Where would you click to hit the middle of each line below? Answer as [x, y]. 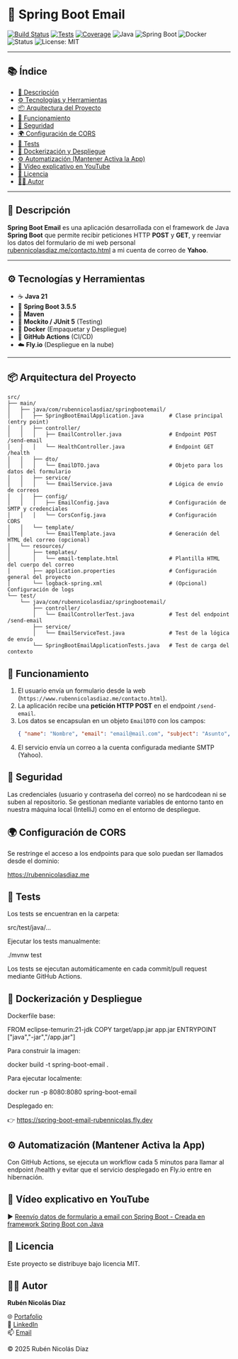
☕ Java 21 [33, 297]
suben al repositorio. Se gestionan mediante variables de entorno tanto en [115, 802]
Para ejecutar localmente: [45, 1079]
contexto [20, 652]
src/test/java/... [29, 928]
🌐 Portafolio [25, 1316]
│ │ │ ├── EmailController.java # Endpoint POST [112, 435]
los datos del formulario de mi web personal [72, 242]
